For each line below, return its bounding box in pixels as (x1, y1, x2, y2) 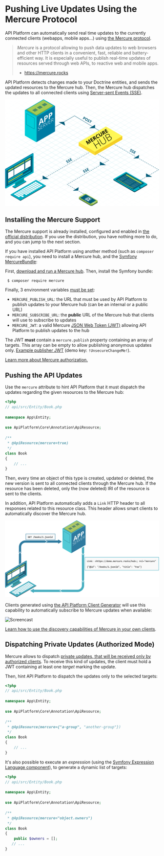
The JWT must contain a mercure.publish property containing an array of (5, 337, 153, 343)
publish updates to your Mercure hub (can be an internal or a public (12, 302, 148, 308)
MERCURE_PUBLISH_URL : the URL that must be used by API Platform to (12, 296, 147, 302)
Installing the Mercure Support (5, 215, 101, 224)
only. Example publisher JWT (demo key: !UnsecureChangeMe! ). (5, 347, 131, 353)
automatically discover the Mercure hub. (5, 511, 86, 517)
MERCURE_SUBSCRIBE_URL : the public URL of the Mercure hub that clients (12, 312, 154, 318)
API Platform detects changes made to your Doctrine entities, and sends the (5, 79, 158, 85)
